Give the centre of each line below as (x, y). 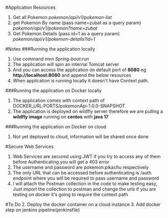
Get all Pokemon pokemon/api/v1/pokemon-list (62, 17)
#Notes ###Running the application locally (50, 49)
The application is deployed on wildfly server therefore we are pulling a (88, 111)
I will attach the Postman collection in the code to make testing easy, (85, 183)
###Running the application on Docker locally (54, 91)
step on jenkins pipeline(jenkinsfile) (43, 210)
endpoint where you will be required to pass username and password (86, 178)
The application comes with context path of (59, 100)
